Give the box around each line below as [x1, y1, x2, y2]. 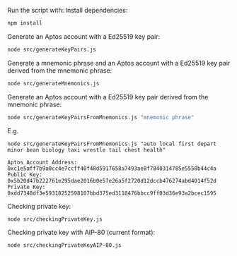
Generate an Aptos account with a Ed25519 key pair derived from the [7, 92, 209, 101]
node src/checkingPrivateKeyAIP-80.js [7, 242, 122, 249]
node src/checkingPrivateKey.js [7, 215, 103, 223]
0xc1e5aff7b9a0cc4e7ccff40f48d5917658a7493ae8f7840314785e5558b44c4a [7, 165, 217, 172]
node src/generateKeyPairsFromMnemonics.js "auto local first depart [7, 140, 217, 147]
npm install [7, 20, 42, 27]
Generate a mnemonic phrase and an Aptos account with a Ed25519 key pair [7, 59, 231, 67]
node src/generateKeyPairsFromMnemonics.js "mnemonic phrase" [7, 114, 195, 121]
